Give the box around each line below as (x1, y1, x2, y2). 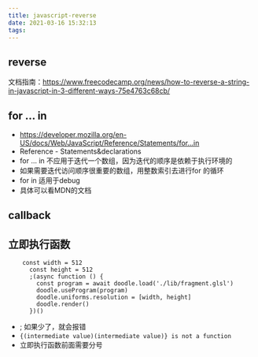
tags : (8, 26, 26, 34)
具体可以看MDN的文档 (19, 186, 92, 195)
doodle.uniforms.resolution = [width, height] (36, 293, 192, 302)
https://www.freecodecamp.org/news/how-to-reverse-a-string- (42, 77, 250, 87)
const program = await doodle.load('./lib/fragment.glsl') (36, 280, 234, 288)
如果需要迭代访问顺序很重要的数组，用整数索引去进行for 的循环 (19, 166, 224, 175)
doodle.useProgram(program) (36, 287, 128, 295)
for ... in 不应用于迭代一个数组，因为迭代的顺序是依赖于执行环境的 (19, 156, 233, 165)
